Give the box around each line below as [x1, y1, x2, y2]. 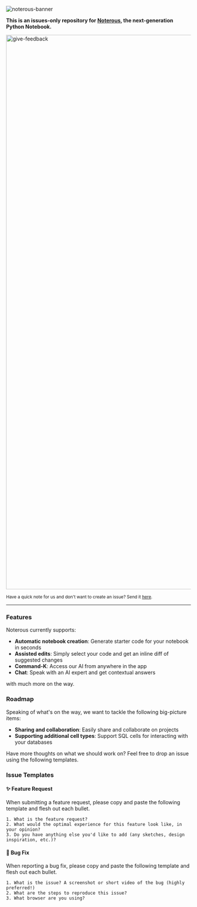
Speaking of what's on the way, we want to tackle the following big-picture [6, 708, 187, 716]
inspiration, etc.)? [6, 837, 57, 842]
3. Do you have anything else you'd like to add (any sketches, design [6, 831, 185, 838]
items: [6, 714, 21, 721]
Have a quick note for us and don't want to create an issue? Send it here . [6, 594, 152, 600]
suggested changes [14, 656, 63, 663]
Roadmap [6, 695, 34, 703]
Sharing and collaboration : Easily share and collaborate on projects [14, 726, 179, 733]
